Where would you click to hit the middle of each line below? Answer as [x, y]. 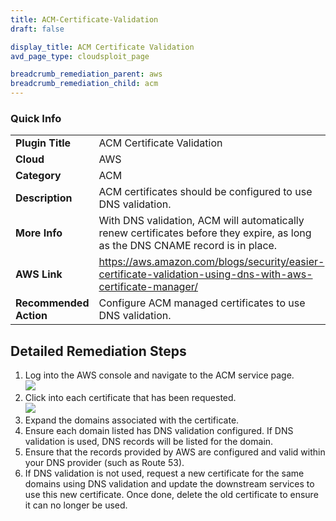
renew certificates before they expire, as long [205, 233]
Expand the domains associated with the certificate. [132, 420]
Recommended [52, 303]
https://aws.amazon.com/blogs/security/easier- [211, 262]
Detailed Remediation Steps [98, 351]
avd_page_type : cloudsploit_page [80, 56]
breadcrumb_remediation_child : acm [84, 84]
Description [44, 198]
